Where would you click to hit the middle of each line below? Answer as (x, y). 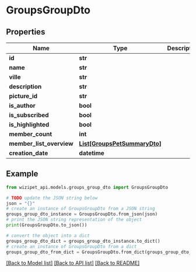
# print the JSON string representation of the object (74, 220)
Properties (26, 32)
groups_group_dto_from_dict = (43, 252)
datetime (92, 153)
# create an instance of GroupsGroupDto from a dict (71, 246)
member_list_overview (41, 144)
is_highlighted (29, 125)
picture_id (23, 96)
